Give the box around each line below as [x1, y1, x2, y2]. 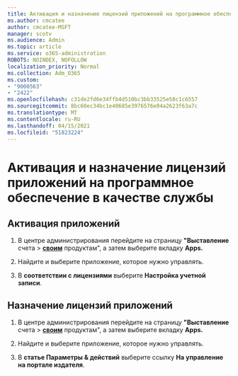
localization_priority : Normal [7, 63, 100, 70]
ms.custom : [7, 76, 40, 84]
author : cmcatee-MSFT [7, 23, 72, 30]
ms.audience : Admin [7, 37, 65, 44]
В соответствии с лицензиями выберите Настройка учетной [17, 271, 207, 280]
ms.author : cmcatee [7, 17, 65, 24]
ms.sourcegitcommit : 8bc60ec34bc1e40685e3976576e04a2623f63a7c [7, 103, 198, 110]
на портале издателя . [17, 360, 85, 369]
